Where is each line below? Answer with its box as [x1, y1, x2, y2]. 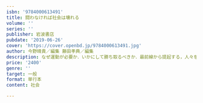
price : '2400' [6, 59, 42, 65]
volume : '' [6, 20, 34, 26]
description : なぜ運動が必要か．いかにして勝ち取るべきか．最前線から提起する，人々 [6, 54, 194, 60]
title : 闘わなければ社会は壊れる [6, 15, 80, 21]
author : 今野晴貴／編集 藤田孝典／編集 [6, 48, 94, 55]
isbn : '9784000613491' [6, 8, 63, 15]
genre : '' [6, 65, 31, 71]
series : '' [6, 25, 34, 32]
